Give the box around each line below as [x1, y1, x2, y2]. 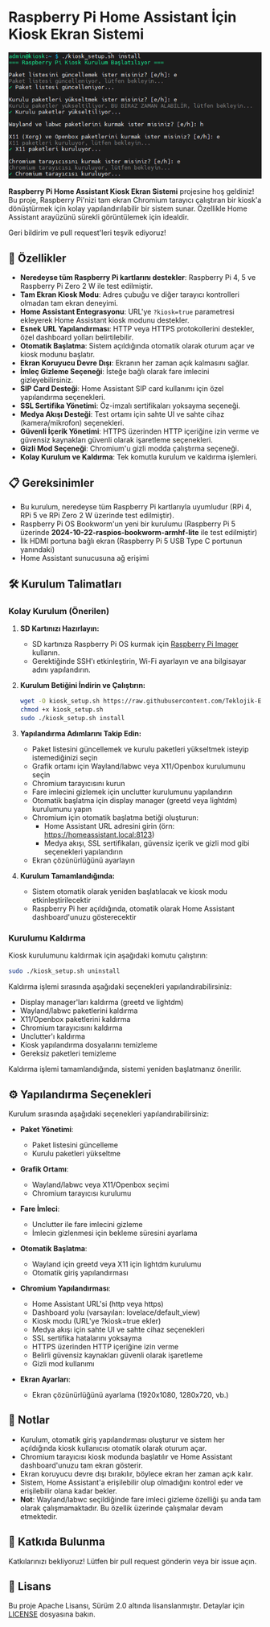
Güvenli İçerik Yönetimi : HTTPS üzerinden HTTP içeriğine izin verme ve [19, 426, 260, 436]
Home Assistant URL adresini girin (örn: [43, 822, 175, 831]
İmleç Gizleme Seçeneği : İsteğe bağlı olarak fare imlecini [19, 366, 210, 376]
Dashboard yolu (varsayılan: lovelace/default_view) [31, 1308, 201, 1317]
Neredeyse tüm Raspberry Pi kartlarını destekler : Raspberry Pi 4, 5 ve [19, 272, 256, 282]
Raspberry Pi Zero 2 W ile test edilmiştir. [19, 281, 153, 290]
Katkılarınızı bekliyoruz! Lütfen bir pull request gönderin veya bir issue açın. [8, 1556, 257, 1566]
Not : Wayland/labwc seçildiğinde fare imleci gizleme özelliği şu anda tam [19, 1494, 261, 1504]
